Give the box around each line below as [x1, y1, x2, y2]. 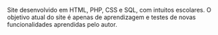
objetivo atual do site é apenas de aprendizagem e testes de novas [7, 13, 196, 21]
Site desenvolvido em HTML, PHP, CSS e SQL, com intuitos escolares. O [7, 6, 211, 14]
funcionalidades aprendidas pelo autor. [7, 21, 118, 28]
